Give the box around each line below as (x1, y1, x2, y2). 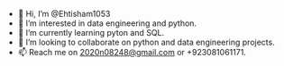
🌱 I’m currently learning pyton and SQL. (17, 28, 165, 37)
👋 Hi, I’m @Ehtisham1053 (17, 9, 111, 19)
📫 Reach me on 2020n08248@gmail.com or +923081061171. (17, 47, 246, 57)
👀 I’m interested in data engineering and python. (17, 18, 197, 29)
